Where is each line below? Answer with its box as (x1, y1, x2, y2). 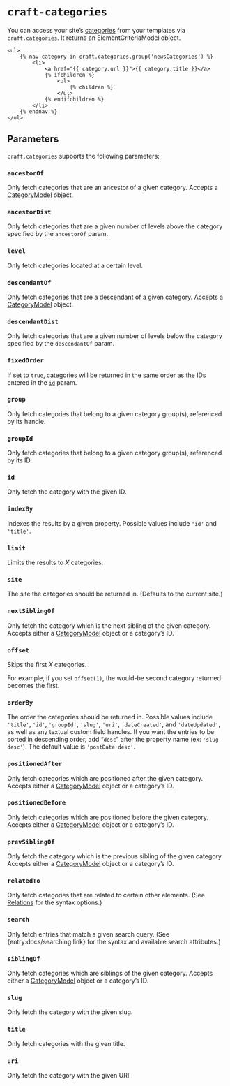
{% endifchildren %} (44, 96, 105, 103)
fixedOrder (7, 357, 44, 365)
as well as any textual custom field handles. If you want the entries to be (7, 728, 215, 736)
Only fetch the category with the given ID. (7, 487, 127, 496)
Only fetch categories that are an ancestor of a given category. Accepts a (7, 184, 218, 192)
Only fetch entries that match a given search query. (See (7, 930, 169, 938)
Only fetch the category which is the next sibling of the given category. (7, 621, 211, 630)
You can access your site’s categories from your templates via (7, 26, 186, 34)
